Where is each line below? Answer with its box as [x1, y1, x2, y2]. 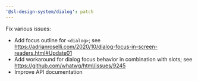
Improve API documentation [14, 68, 83, 75]
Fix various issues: [5, 25, 51, 32]
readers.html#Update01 [14, 49, 73, 57]
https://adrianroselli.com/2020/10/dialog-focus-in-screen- [14, 43, 158, 50]
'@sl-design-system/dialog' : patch [5, 8, 94, 15]
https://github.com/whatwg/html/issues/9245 [14, 62, 126, 69]
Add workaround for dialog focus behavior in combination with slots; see [14, 55, 193, 63]
